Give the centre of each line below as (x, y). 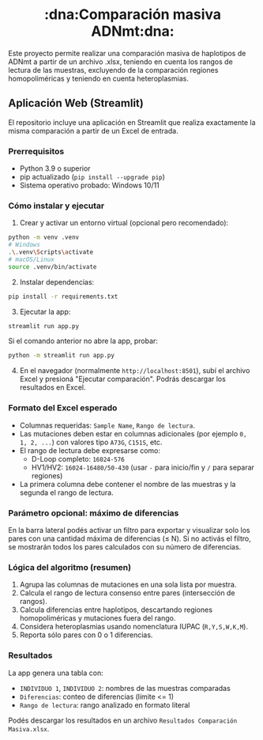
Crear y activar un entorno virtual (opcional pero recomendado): (124, 223)
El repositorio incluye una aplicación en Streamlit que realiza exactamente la (132, 122)
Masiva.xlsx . (29, 728)
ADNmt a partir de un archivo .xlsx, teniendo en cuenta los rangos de (120, 62)
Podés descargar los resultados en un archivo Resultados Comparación (123, 720)
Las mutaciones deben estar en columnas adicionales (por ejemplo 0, (133, 433)
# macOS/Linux (32, 259)
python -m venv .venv (44, 238)
